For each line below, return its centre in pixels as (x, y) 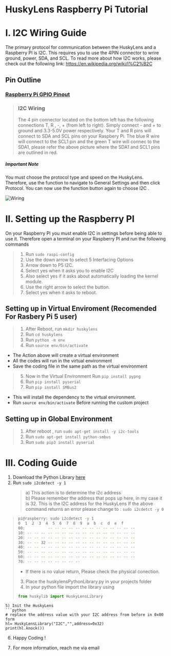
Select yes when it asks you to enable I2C (70, 270)
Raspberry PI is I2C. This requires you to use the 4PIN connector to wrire (82, 53)
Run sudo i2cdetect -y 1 (39, 483)
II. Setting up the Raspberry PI (70, 219)
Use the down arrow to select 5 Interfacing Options (79, 260)
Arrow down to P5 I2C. (49, 265)
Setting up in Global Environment (59, 419)
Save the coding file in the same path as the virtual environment (80, 366)
